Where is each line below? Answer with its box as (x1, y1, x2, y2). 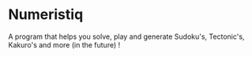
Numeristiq (8, 6, 84, 24)
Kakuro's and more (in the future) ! (8, 40, 121, 49)
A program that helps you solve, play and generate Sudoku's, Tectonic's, (8, 32, 245, 41)
